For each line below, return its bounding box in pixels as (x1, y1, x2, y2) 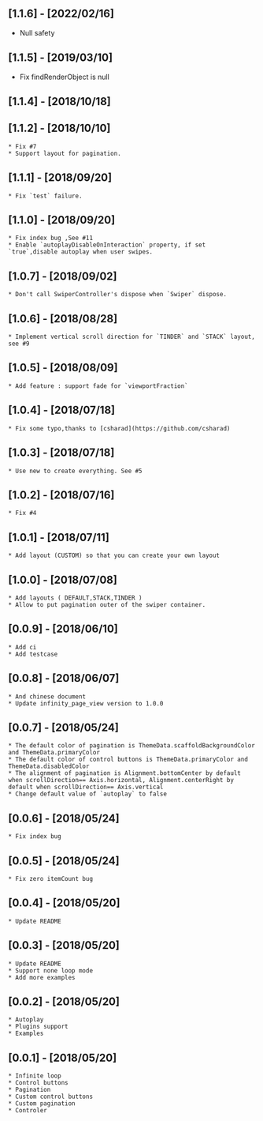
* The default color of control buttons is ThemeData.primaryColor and (8, 755, 248, 764)
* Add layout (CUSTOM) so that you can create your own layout (8, 551, 220, 560)
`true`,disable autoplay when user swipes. (8, 248, 154, 256)
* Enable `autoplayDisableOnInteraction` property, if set (8, 241, 206, 249)
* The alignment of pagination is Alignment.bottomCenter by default (8, 769, 242, 777)
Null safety (19, 28, 55, 37)
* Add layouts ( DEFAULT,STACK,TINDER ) (8, 593, 143, 602)
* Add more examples (8, 973, 76, 981)
